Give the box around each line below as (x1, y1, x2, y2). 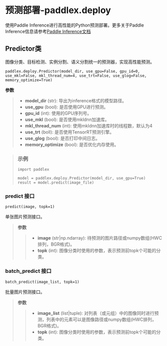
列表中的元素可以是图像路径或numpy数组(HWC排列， (46, 316, 156, 322)
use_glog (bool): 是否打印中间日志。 (25, 135, 100, 141)
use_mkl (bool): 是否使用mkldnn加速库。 (25, 116, 109, 122)
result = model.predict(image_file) (17, 180, 94, 186)
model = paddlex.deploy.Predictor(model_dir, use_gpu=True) (17, 176, 146, 181)
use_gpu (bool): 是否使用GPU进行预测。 (25, 104, 109, 110)
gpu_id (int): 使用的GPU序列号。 (25, 110, 92, 116)
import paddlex (17, 167, 50, 172)
